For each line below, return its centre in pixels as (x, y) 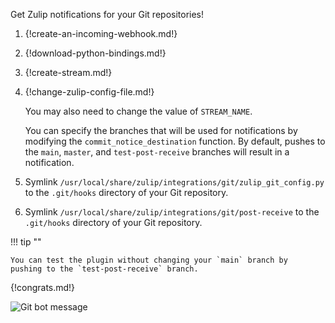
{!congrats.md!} (43, 287)
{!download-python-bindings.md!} (95, 53)
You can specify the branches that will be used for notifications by (161, 130)
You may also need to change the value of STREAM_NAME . (138, 111)
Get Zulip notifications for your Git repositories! (107, 14)
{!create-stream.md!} (68, 72)
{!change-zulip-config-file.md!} (89, 92)
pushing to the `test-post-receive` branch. (104, 269)
